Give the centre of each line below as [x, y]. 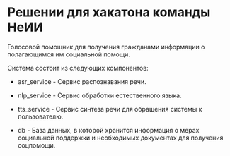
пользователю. [40, 116]
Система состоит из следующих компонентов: [78, 68]
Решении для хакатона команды [109, 12]
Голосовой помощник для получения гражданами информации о [106, 47]
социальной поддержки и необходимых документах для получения [120, 138]
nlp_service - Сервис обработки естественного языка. [99, 95]
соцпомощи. [36, 145]
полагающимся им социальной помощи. [69, 54]
